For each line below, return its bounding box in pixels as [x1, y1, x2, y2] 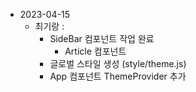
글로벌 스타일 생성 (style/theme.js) [49, 58, 187, 69]
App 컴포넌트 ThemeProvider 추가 [49, 70, 187, 82]
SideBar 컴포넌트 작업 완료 [49, 33, 155, 44]
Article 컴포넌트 [64, 45, 127, 57]
